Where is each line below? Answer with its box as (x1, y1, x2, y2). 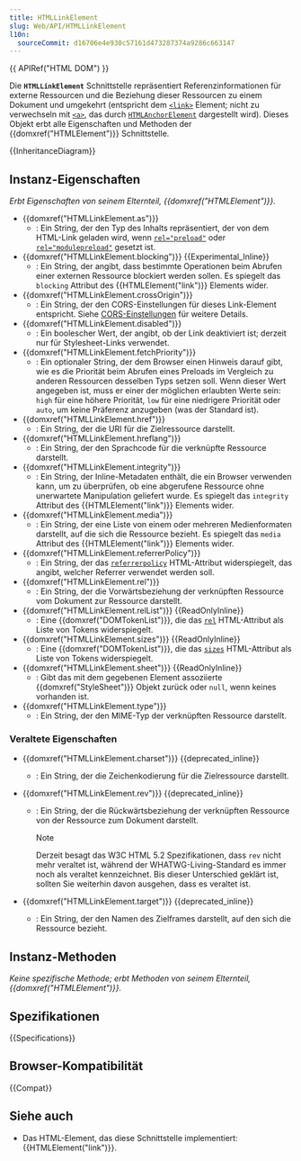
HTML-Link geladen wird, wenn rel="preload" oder (35, 232, 226, 243)
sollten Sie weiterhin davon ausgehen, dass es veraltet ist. (35, 878, 252, 889)
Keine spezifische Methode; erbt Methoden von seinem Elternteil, (9, 973, 252, 984)
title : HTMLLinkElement (9, 13, 99, 22)
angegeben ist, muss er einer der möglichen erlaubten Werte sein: (35, 385, 281, 396)
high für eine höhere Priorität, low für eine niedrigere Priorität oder (35, 395, 281, 406)
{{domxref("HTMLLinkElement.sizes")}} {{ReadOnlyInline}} (22, 634, 241, 644)
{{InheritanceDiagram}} (9, 146, 96, 157)
